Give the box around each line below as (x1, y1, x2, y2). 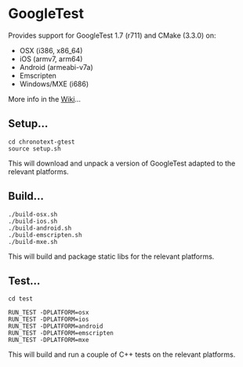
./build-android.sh (8, 224, 72, 232)
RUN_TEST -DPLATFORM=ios (8, 315, 89, 324)
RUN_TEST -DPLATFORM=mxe (8, 336, 89, 344)
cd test (8, 295, 34, 303)
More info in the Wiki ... (8, 94, 81, 104)
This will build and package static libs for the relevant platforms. (8, 252, 215, 261)
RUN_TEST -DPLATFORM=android (8, 322, 103, 330)
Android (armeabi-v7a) (19, 62, 94, 71)
